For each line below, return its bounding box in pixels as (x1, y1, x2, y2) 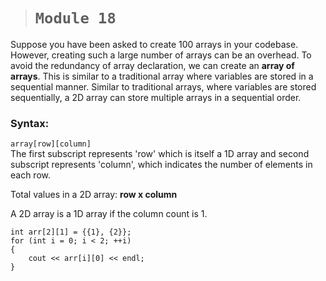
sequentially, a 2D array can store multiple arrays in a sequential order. (10, 91, 302, 103)
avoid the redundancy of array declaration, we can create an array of (10, 59, 295, 71)
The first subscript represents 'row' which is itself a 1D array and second (10, 148, 310, 160)
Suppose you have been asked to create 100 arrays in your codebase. (10, 38, 299, 50)
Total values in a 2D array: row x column (10, 189, 178, 201)
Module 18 (34, 9, 117, 28)
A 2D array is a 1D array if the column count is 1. (10, 208, 208, 220)
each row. (10, 169, 52, 181)
